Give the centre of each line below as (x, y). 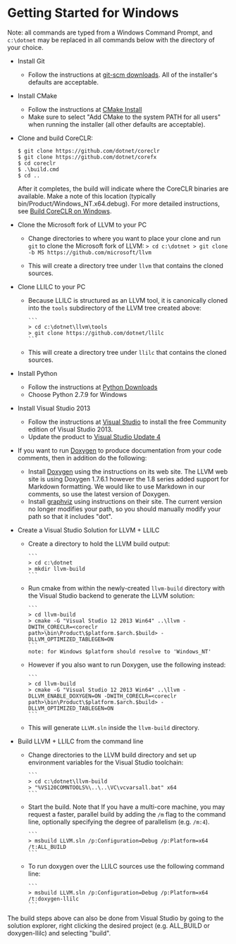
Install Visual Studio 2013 (54, 408)
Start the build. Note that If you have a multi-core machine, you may (126, 807)
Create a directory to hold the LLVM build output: (99, 543)
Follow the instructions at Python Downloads (93, 387)
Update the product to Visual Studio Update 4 (94, 436)
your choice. (25, 47)
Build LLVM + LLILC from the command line (80, 741)
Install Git (31, 61)
